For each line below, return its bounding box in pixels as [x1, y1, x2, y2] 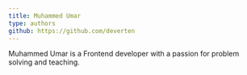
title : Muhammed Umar [8, 11, 82, 20]
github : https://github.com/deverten [8, 27, 136, 35]
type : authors [8, 19, 57, 27]
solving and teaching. [8, 57, 81, 67]
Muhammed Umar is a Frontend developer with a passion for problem [8, 49, 240, 59]
